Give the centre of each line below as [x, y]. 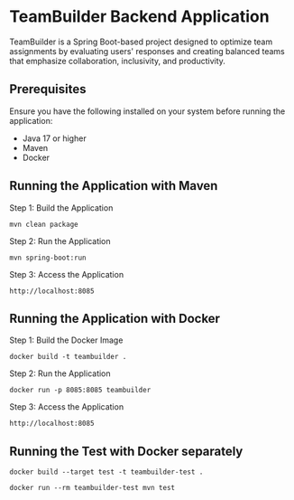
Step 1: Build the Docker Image [66, 340]
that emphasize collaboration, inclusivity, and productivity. [117, 61]
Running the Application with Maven [114, 186]
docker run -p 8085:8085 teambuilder [80, 391]
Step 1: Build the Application [61, 208]
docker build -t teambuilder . [68, 357]
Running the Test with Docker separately [126, 451]
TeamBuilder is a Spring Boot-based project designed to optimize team [141, 42]
